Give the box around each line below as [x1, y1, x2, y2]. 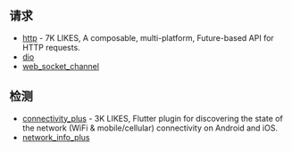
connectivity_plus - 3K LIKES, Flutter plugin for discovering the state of [21, 113, 283, 123]
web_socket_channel [21, 60, 100, 71]
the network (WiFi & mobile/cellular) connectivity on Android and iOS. [21, 123, 279, 133]
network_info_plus [21, 131, 90, 142]
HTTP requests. [21, 42, 80, 52]
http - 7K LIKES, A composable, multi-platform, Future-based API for [21, 32, 274, 43]
